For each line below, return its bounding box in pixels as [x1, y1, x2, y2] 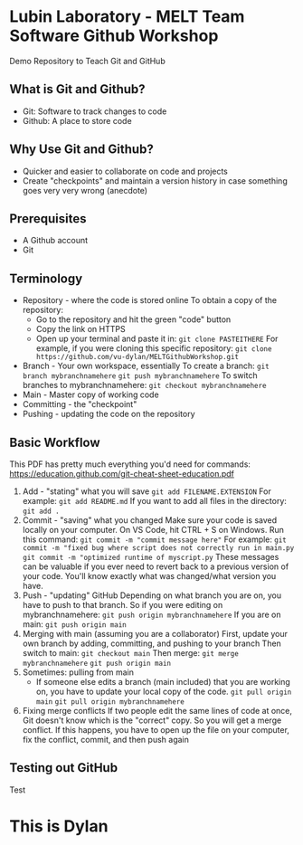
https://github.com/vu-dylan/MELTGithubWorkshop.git [35, 353, 240, 362]
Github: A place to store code [22, 115, 133, 126]
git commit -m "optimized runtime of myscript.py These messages [22, 552, 279, 562]
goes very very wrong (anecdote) [22, 185, 147, 195]
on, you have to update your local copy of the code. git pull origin [35, 686, 292, 697]
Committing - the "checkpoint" [22, 399, 137, 410]
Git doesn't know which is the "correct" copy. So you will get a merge [22, 715, 282, 726]
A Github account [22, 235, 89, 246]
